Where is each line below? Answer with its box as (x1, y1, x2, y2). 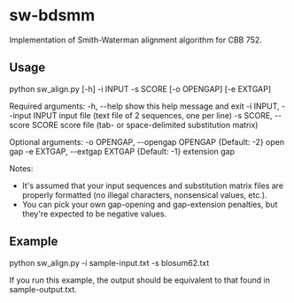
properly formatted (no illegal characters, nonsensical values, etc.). (21, 189, 267, 200)
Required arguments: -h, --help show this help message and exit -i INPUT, (9, 101, 281, 111)
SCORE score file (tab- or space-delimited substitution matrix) (31, 119, 259, 130)
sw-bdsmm (9, 5, 96, 26)
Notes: (9, 163, 34, 173)
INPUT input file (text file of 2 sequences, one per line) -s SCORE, (33, 110, 273, 120)
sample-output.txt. (9, 284, 77, 294)
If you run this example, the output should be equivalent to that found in (9, 275, 270, 285)
